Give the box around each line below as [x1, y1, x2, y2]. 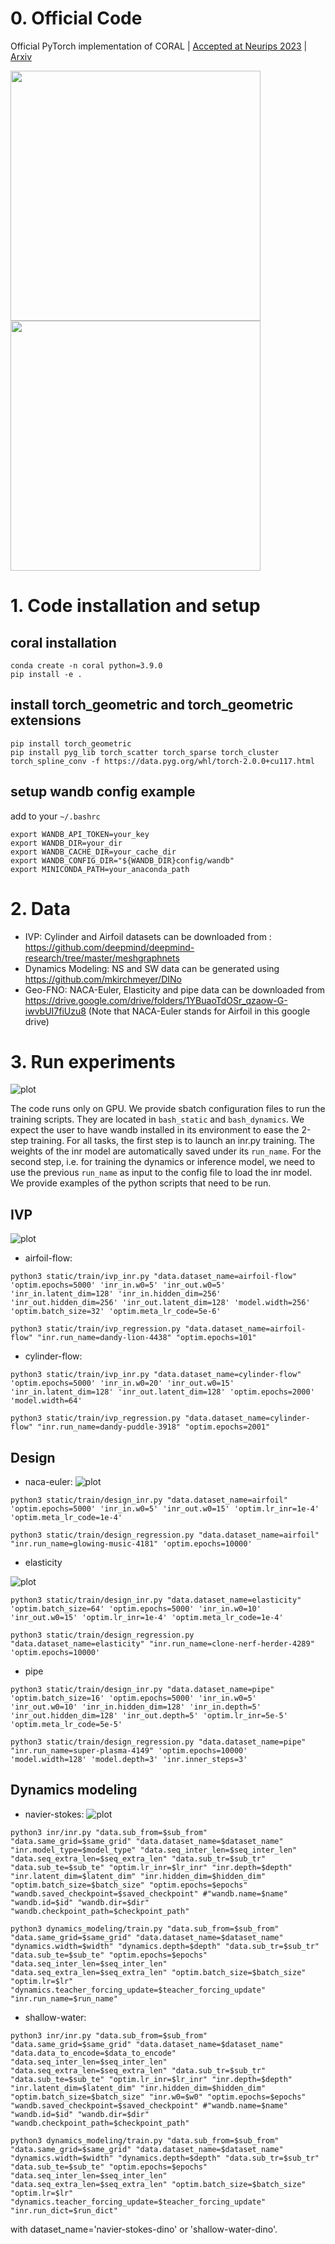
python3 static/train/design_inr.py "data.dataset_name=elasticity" [10, 1595, 302, 1606]
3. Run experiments [10, 1050, 176, 1073]
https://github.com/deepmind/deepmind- [24, 941, 195, 953]
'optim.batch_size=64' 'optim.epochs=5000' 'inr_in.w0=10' [10, 1604, 262, 1614]
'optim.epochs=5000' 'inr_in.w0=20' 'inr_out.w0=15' [10, 1378, 235, 1389]
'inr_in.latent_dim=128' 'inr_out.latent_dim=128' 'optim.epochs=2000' [10, 1387, 315, 1397]
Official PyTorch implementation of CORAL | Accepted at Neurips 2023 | [10, 40, 308, 52]
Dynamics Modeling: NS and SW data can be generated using [24, 962, 280, 974]
